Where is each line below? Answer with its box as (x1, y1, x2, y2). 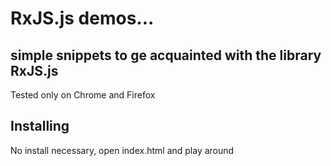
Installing (10, 118, 70, 135)
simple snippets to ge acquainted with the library (10, 47, 322, 64)
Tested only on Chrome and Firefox (10, 89, 156, 101)
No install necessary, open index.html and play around (10, 144, 235, 156)
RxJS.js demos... (10, 7, 155, 30)
